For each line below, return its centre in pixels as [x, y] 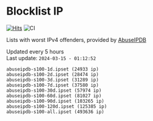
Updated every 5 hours [35, 51]
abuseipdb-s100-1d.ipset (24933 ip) [53, 69]
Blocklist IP [35, 11]
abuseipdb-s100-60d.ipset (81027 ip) [54, 95]
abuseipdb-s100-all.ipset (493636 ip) [55, 112]
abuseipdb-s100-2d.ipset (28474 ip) [53, 74]
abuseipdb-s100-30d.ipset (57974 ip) [54, 90]
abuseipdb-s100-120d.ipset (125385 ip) [57, 106]
